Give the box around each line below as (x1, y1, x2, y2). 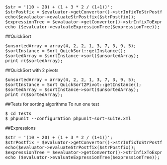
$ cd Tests (5, 111, 32, 116)
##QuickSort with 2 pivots (5, 67, 59, 73)
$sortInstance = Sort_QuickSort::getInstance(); (5, 48, 126, 54)
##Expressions (5, 125, 36, 131)
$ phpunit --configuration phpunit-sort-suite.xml (5, 116, 131, 121)
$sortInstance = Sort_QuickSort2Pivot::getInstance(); (5, 82, 142, 87)
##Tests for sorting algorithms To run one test (5, 101, 99, 107)
